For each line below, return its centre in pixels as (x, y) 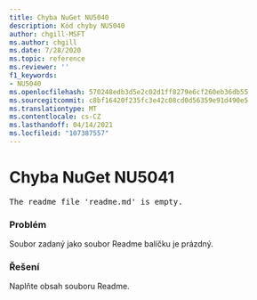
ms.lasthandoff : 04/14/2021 (61, 126)
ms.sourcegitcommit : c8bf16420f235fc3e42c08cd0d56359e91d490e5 (129, 100)
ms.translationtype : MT (53, 109)
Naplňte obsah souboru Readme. (70, 287)
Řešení (24, 267)
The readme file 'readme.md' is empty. (96, 202)
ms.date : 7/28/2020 (45, 51)
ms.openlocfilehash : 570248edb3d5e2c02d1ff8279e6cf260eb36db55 (129, 92)
